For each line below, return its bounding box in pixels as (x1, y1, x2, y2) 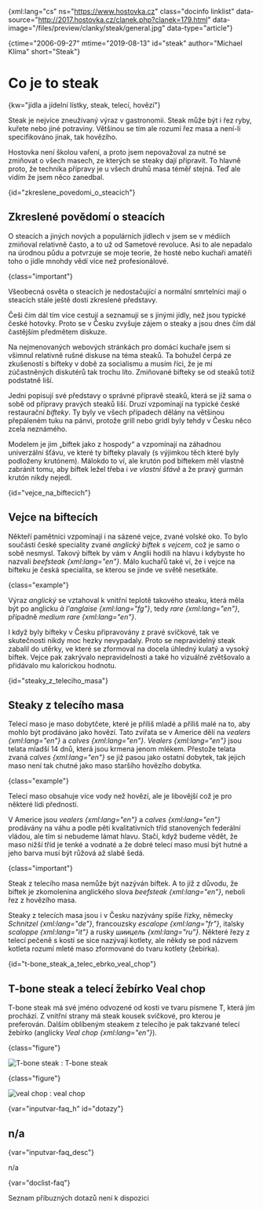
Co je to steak (8, 75, 100, 93)
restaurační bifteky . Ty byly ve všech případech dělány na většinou (8, 408, 225, 417)
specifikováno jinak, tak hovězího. (8, 132, 118, 141)
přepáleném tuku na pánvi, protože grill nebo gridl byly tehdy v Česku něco (8, 415, 252, 425)
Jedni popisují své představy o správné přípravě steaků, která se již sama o (8, 390, 252, 400)
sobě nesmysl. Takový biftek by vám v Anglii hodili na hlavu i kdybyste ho (8, 548, 246, 557)
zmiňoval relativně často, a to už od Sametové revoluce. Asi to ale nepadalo (8, 239, 253, 249)
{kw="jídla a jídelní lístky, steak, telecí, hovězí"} (8, 100, 161, 109)
